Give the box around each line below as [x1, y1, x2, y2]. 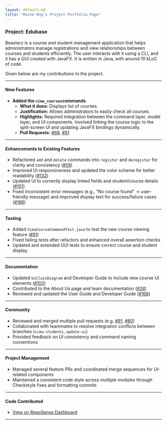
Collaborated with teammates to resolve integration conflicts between [12, 323, 156, 329]
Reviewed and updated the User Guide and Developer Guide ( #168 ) [12, 290, 151, 297]
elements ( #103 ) [12, 280, 46, 286]
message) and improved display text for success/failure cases [29, 194, 157, 200]
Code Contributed [5, 398, 43, 404]
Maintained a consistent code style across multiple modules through [12, 377, 153, 383]
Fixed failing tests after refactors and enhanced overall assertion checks [12, 237, 161, 243]
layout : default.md [5, 7, 46, 12]
